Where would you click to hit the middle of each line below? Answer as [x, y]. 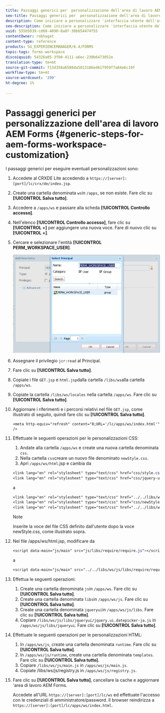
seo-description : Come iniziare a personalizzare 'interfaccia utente [79, 26]
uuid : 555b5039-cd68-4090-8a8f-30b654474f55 [52, 31]
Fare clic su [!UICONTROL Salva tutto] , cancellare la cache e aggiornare [86, 680]
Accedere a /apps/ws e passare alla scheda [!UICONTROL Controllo [81, 208]
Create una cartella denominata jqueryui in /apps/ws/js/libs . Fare [87, 609]
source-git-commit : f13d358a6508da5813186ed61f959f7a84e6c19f [70, 67]
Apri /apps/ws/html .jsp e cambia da [56, 463]
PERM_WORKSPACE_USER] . [42, 247]
